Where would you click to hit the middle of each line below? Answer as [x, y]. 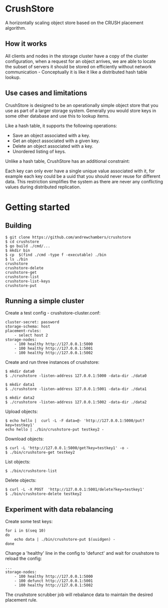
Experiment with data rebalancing [59, 509]
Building [18, 226]
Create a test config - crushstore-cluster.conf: [53, 313]
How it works [26, 44]
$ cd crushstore [22, 242]
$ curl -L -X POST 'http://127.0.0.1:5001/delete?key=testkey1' [75, 490]
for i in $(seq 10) [26, 531]
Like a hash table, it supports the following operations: [61, 126]
